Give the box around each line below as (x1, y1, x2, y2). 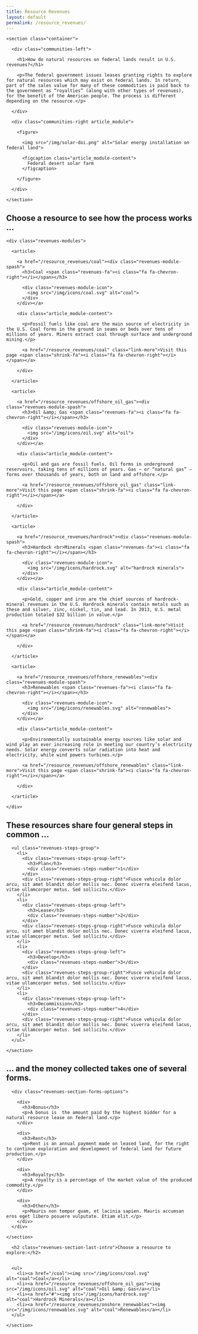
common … (6, 829, 49, 840)
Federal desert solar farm (27, 161, 94, 167)
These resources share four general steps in (6, 820, 173, 830)
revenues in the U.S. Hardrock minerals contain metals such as (27, 602, 190, 608)
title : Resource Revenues (6, 8, 70, 15)
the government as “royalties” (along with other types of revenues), (6, 88, 184, 94)
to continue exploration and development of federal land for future (6, 1146, 182, 1152)
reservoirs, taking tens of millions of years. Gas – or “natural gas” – (6, 466, 193, 472)
